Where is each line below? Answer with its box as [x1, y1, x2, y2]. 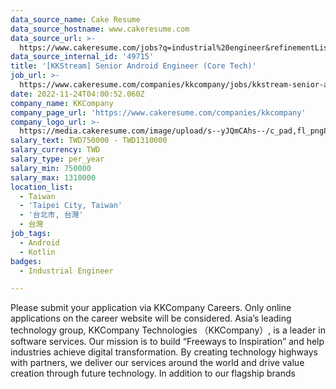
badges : [10, 256, 43, 266]
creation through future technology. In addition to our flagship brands [10, 367, 296, 380]
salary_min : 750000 [10, 163, 92, 173]
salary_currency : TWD [10, 145, 101, 155]
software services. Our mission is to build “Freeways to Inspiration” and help [10, 336, 325, 348]
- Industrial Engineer [19, 266, 114, 276]
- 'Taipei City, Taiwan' [19, 201, 123, 211]
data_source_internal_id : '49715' [10, 52, 155, 62]
